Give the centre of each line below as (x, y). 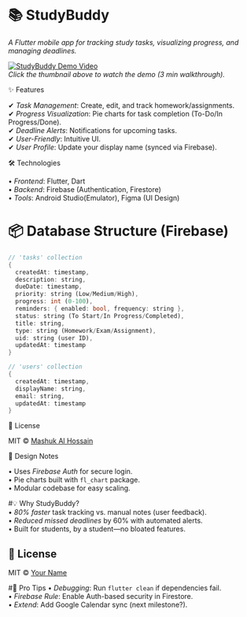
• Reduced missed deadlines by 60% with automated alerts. (105, 521)
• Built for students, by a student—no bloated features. (97, 529)
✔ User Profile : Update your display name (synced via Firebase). (113, 147)
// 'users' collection (45, 367)
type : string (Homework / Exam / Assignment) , (86, 331)
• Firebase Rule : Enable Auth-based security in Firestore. (101, 597)
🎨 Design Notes (33, 456)
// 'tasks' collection (45, 257)
